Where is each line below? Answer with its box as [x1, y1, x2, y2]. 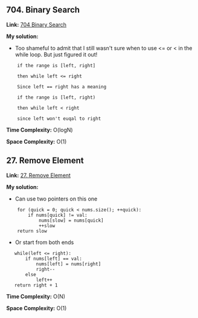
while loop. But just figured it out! [14, 51, 98, 58]
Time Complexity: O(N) [6, 293, 65, 300]
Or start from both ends [14, 239, 74, 246]
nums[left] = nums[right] [36, 260, 101, 267]
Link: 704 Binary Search [6, 21, 67, 28]
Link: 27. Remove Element [6, 171, 71, 179]
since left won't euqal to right [17, 115, 101, 122]
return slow [17, 228, 47, 234]
